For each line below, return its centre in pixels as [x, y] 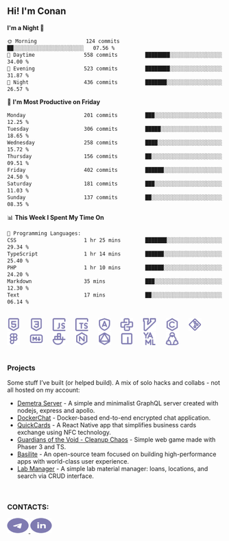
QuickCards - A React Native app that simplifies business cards [107, 425]
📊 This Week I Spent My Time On [56, 217]
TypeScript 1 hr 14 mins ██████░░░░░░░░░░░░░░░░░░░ [115, 254]
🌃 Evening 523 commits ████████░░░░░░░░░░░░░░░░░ [115, 68]
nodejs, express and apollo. [56, 411]
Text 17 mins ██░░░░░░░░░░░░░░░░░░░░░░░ [115, 295]
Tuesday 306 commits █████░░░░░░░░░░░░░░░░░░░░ [115, 129]
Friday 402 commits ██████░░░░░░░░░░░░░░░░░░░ [115, 170]
